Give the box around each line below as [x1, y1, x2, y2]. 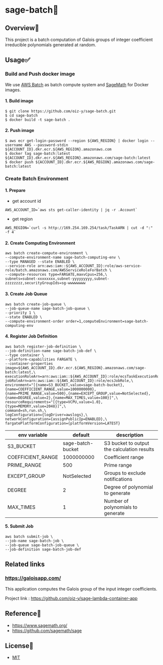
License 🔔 [5, 642, 34, 650]
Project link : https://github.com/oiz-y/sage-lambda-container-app [5, 595, 138, 601]
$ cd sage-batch [5, 113, 38, 118]
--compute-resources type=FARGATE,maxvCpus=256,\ [5, 272, 108, 277]
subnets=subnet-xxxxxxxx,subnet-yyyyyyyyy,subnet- [5, 276, 110, 282]
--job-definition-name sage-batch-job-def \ [5, 348, 97, 353]
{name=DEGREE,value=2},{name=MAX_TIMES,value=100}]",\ [5, 395, 118, 400]
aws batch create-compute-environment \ [5, 251, 88, 256]
